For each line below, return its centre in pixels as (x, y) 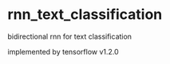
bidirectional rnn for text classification (70, 36)
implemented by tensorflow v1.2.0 (63, 51)
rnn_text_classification (85, 15)
